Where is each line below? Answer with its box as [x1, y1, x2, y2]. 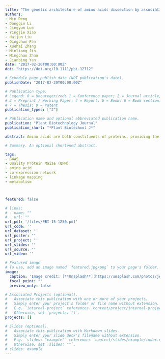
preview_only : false [9, 283, 52, 288]
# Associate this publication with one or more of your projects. [5, 297, 148, 301]
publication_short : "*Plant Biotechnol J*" [5, 125, 96, 130]
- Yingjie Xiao [5, 30, 36, 35]
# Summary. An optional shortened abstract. [5, 143, 98, 148]
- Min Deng [5, 16, 27, 21]
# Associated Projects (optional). [5, 292, 78, 297]
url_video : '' [5, 251, 34, 256]
